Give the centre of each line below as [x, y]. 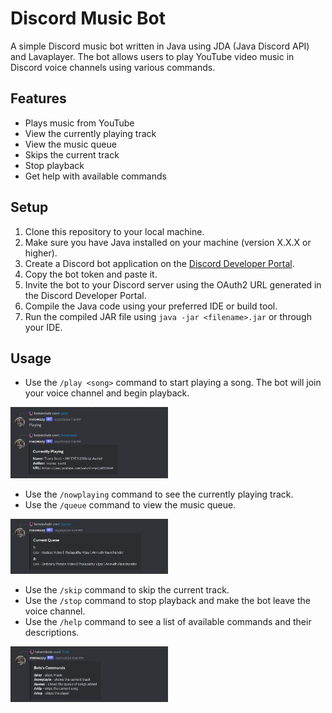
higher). [41, 253]
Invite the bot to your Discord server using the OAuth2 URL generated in [173, 284]
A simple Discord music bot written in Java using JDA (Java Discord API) [160, 46]
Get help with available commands [95, 176]
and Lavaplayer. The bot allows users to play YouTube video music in [152, 56]
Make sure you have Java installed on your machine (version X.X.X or [168, 242]
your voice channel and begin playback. [107, 393]
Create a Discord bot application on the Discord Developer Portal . [159, 263]
